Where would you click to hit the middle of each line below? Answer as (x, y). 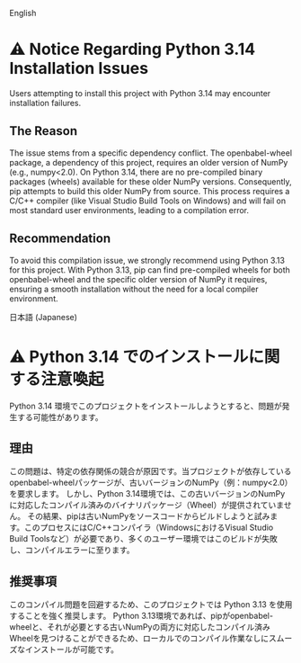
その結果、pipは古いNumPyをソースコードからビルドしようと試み (148, 516)
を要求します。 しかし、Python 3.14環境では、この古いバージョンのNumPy (147, 494)
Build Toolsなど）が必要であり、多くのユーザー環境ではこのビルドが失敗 (144, 539)
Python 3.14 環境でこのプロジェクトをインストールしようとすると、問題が (146, 406)
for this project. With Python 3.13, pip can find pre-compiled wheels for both (150, 270)
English (23, 13)
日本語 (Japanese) (44, 317)
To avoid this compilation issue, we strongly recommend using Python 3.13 (147, 260)
